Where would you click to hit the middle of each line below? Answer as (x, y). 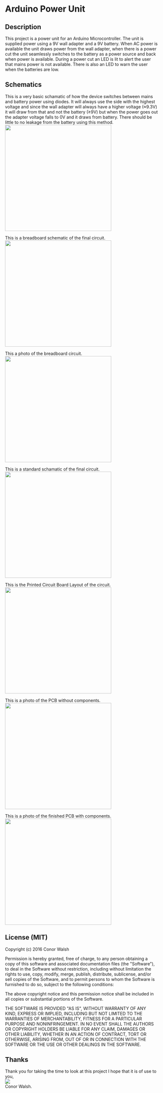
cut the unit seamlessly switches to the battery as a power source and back (81, 54)
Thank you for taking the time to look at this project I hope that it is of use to (81, 1071)
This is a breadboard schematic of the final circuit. (55, 238)
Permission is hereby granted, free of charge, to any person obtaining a (76, 958)
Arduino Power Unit (45, 9)
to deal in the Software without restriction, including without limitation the (78, 969)
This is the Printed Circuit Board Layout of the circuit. (58, 585)
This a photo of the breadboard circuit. (44, 353)
